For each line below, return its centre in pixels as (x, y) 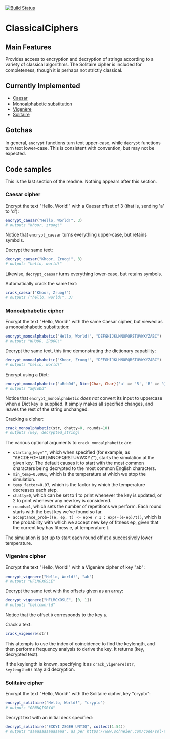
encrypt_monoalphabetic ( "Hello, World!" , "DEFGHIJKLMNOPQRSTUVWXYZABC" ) (83, 337)
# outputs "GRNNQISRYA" (30, 708)
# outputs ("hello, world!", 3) (39, 298)
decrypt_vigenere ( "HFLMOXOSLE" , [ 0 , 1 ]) (49, 600)
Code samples (28, 169)
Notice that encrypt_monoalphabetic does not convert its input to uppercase (84, 398)
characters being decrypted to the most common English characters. (84, 468)
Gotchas (19, 130)
